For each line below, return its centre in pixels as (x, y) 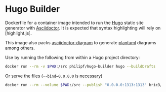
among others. (20, 48)
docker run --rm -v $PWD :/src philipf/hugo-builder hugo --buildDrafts (80, 66)
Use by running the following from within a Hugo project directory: (72, 57)
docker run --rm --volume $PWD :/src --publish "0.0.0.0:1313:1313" (76, 85)
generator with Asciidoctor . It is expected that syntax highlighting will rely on (83, 28)
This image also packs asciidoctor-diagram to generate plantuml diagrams (81, 42)
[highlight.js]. (19, 33)
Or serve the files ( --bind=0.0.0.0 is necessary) (54, 76)
